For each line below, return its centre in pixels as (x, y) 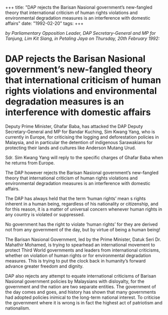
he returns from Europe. (30, 163)
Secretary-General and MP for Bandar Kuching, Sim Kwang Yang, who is (80, 132)
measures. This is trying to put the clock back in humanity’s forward (75, 261)
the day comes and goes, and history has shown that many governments (81, 292)
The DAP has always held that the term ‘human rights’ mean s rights (75, 198)
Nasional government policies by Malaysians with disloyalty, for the (75, 281)
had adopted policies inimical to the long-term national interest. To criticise (83, 297)
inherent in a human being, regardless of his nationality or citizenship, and (82, 204)
